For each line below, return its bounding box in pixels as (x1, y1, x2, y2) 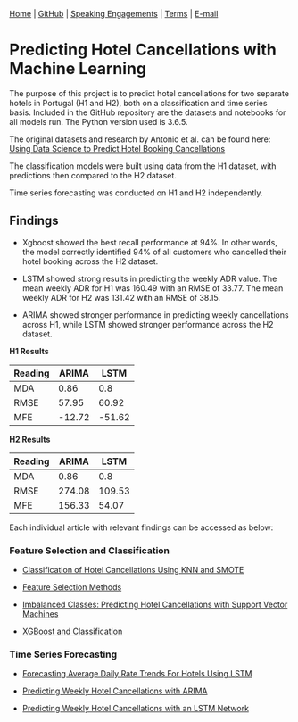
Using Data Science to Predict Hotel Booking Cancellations (9, 143, 226, 154)
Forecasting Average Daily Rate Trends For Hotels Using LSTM (21, 668, 252, 679)
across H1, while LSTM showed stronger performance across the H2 (21, 319, 274, 329)
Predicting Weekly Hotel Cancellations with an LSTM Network (21, 703, 250, 714)
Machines (21, 609, 59, 619)
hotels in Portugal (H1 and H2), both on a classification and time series (9, 97, 268, 108)
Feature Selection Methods (21, 582, 122, 593)
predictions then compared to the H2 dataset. (9, 170, 177, 180)
